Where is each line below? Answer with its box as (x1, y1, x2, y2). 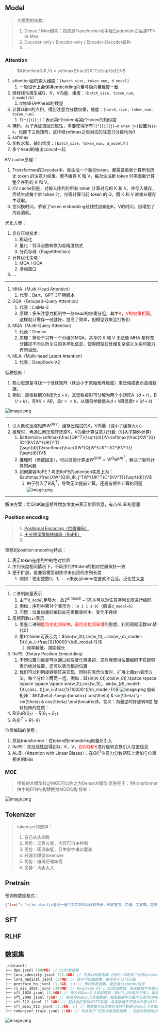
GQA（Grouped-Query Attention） (12, 298, 81, 304)
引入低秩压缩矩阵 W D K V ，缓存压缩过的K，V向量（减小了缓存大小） (12, 422, 145, 428)
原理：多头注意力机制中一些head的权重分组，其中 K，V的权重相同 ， (19, 310, 154, 316)
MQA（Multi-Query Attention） (12, 323, 74, 328)
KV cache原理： (5, 157, 37, 163)
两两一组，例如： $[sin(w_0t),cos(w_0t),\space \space (49, 675, 157, 681)
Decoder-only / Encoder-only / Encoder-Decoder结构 (24, 39, 131, 45)
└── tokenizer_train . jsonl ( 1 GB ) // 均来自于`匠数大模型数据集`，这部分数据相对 (5, 1009, 158, 1013)
